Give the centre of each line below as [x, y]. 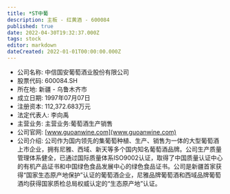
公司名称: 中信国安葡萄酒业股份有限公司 [73, 72]
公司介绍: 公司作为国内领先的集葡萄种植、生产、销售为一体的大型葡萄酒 [118, 141]
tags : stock [24, 39]
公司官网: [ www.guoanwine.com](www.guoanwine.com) [96, 132]
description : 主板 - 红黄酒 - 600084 [58, 20]
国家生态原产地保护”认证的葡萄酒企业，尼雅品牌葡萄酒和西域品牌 [117, 175]
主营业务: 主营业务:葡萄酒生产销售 [65, 123]
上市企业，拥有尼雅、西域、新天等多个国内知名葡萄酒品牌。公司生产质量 [119, 149]
